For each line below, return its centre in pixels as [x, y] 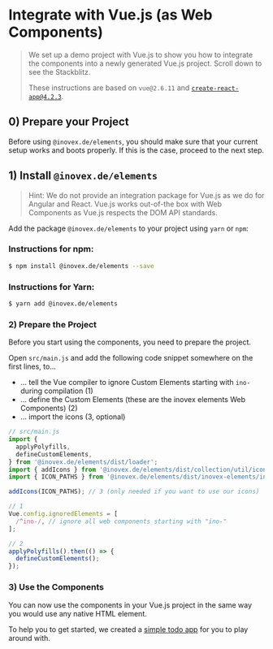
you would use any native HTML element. [78, 613]
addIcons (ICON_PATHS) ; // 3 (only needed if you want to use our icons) [134, 492]
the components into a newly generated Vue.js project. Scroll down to [145, 63]
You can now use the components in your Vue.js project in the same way [130, 605]
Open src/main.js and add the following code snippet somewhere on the [131, 358]
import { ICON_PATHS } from [56, 477]
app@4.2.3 [45, 97]
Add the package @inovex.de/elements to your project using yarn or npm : [129, 228]
